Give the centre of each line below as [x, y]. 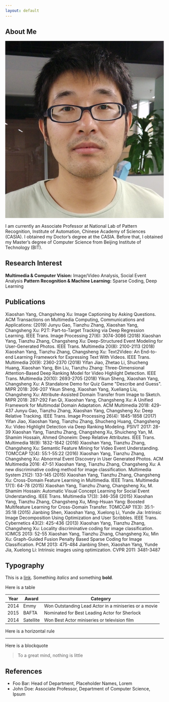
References [24, 671]
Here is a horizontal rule [30, 631]
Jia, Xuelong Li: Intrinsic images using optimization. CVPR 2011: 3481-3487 [83, 550]
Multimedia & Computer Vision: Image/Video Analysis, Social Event [76, 275]
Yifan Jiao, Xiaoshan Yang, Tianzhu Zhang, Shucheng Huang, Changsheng [82, 421]
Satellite [32, 620]
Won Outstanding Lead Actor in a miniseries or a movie [101, 606]
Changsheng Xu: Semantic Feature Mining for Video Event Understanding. [82, 448]
